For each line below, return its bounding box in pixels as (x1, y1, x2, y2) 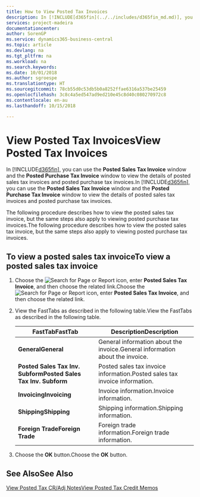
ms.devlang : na (6, 48, 44, 54)
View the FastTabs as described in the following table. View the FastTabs (14, 307, 192, 314)
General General (17, 345, 64, 354)
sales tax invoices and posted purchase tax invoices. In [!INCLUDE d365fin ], (6, 179, 190, 186)
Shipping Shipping (17, 408, 70, 416)
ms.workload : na (6, 58, 46, 64)
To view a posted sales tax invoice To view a (6, 251, 171, 262)
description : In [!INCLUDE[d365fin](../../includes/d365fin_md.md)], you (6, 14, 193, 20)
